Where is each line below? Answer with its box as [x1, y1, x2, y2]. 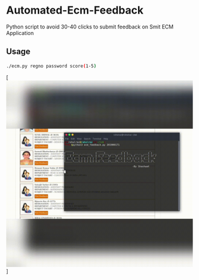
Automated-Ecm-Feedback [6, 4, 144, 17]
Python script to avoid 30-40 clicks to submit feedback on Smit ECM [6, 23, 174, 30]
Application [6, 29, 34, 36]
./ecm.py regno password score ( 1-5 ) [6, 63, 97, 69]
